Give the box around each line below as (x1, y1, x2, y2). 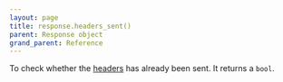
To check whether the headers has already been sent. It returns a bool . (9, 63, 275, 74)
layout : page (9, 13, 59, 23)
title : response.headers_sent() (9, 22, 132, 31)
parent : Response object (9, 30, 103, 39)
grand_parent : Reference (9, 38, 103, 48)
